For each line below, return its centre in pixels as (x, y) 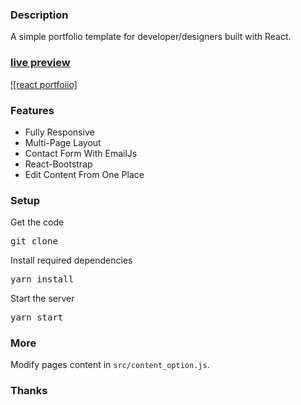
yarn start (37, 317)
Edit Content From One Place (84, 174)
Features (32, 110)
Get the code (37, 222)
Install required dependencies (71, 260)
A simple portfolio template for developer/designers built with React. (151, 37)
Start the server (42, 299)
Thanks (29, 391)
